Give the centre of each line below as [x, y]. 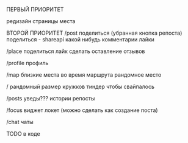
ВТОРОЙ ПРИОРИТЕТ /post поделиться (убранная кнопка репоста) [94, 33]
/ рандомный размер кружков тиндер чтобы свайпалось [80, 86]
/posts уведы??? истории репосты [51, 98]
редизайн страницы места [41, 21]
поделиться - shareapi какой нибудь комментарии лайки [80, 39]
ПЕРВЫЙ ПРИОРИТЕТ [35, 9]
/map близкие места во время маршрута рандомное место [84, 75]
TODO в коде [23, 134]
